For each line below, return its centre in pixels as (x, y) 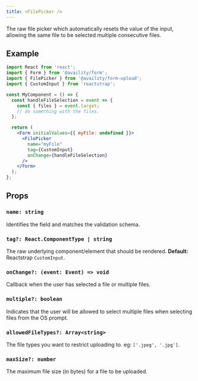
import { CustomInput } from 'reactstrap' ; (61, 84)
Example (23, 54)
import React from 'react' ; (41, 67)
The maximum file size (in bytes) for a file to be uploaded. (77, 371)
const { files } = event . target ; (58, 106)
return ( (22, 128)
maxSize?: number (31, 359)
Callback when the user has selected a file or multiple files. (78, 285)
